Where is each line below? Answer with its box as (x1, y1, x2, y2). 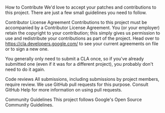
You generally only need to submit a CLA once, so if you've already (5, 56, 144, 62)
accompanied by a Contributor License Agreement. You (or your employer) (5, 25, 160, 31)
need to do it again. (5, 66, 45, 72)
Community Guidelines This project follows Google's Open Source (5, 96, 142, 102)
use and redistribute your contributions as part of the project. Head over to (5, 35, 159, 41)
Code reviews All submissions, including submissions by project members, (5, 76, 159, 82)
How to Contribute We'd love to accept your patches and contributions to (5, 5, 156, 10)
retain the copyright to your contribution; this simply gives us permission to (5, 30, 160, 36)
